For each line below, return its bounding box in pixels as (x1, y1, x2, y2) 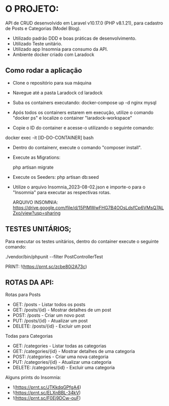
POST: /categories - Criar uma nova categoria (12, 354, 109, 360)
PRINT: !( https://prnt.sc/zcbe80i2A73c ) (5, 263, 87, 269)
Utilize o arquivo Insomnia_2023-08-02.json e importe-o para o (12, 184, 146, 190)
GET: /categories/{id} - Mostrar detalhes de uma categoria (12, 348, 136, 355)
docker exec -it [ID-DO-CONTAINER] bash (5, 134, 94, 141)
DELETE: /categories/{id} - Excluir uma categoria (12, 365, 115, 371)
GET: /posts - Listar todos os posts (12, 302, 86, 308)
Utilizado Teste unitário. (12, 40, 62, 46)
